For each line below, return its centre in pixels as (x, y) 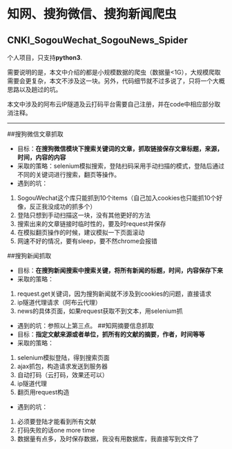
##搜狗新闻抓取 (29, 256)
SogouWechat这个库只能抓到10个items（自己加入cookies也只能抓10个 (117, 198)
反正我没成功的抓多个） (63, 207)
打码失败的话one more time (56, 430)
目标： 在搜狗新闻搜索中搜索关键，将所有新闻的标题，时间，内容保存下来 (120, 270)
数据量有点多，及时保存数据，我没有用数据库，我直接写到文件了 (108, 439)
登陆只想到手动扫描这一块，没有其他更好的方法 (84, 215)
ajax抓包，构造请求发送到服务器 (62, 366)
